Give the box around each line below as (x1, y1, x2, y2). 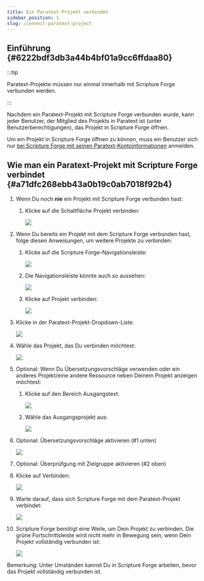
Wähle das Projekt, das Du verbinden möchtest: (15, 342, 136, 349)
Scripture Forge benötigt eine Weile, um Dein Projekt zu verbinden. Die (15, 525, 194, 532)
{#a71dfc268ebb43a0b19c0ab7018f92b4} (7, 179, 173, 190)
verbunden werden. (7, 87, 57, 95)
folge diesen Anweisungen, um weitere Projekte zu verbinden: (15, 237, 173, 244)
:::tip (7, 68, 18, 76)
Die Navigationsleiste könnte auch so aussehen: (24, 272, 146, 279)
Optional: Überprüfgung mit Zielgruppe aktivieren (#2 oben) (15, 460, 167, 467)
